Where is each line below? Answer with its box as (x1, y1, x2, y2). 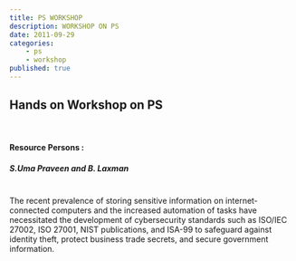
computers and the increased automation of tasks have (51, 205, 258, 216)
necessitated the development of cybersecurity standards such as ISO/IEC (9, 215, 288, 226)
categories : (9, 38, 54, 48)
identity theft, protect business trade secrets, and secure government (9, 234, 269, 245)
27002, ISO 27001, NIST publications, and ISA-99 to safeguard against (9, 224, 272, 236)
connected (9, 205, 50, 216)
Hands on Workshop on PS (9, 97, 163, 113)
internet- (224, 196, 258, 207)
